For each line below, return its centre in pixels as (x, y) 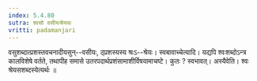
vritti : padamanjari (42, 30)
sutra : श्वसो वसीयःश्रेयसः (40, 23)
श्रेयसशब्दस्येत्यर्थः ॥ (32, 70)
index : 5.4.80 (32, 15)
